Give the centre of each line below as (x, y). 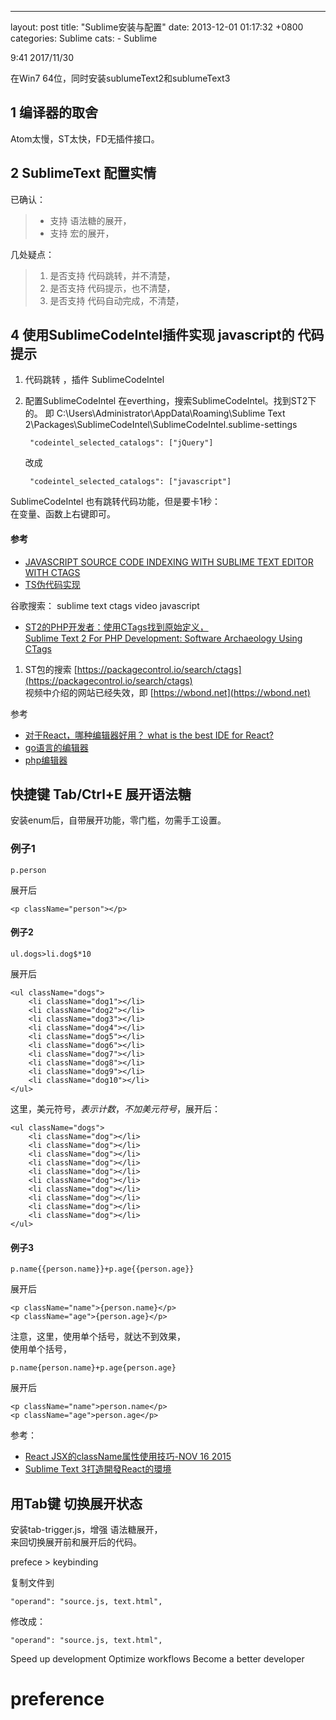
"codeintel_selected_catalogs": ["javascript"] (130, 482)
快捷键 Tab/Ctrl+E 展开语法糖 (101, 794)
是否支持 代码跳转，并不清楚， (112, 275)
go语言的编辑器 (56, 747)
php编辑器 (46, 760)
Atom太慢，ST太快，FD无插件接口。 (85, 138)
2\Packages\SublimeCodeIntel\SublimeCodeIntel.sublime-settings (161, 425)
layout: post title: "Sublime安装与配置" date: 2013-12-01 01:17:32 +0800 (157, 27)
